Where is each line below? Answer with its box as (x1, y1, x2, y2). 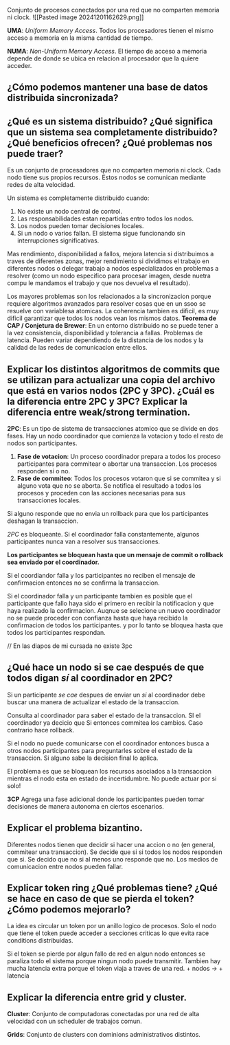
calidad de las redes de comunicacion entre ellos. (7, 344, 148, 352)
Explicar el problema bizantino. (7, 822, 143, 834)
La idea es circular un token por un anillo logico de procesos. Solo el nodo (7, 922, 217, 930)
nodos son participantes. (7, 439, 78, 447)
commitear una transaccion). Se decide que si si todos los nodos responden (7, 848, 223, 856)
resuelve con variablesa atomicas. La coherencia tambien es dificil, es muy (7, 307, 220, 315)
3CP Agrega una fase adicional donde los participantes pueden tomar (7, 795, 205, 803)
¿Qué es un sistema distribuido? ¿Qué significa (7, 115, 214, 127)
